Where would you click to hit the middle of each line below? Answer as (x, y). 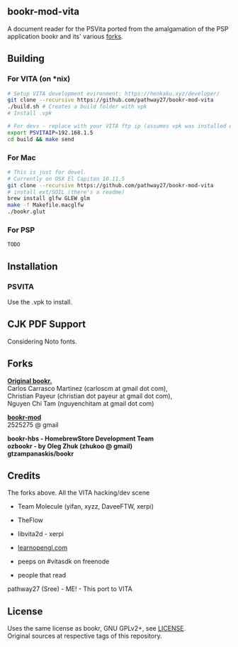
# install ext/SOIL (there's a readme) (66, 192)
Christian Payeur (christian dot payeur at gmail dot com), (90, 396)
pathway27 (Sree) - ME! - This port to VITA (70, 589)
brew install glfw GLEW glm (49, 199)
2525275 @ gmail (33, 424)
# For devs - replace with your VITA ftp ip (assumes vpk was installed (117, 126)
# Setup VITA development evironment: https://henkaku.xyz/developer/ (114, 94)
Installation (33, 266)
